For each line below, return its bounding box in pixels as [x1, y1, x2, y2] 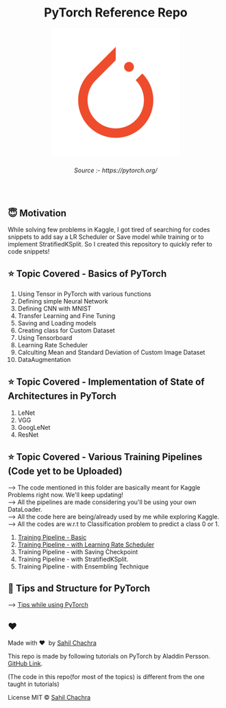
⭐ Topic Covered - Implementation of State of [8, 376, 205, 388]
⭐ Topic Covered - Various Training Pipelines [8, 451, 203, 463]
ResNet [17, 431, 39, 439]
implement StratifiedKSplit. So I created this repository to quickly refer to [8, 240, 213, 248]
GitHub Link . [8, 659, 43, 667]
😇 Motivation [8, 207, 67, 219]
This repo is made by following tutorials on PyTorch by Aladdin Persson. [8, 652, 211, 661]
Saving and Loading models [17, 319, 97, 327]
